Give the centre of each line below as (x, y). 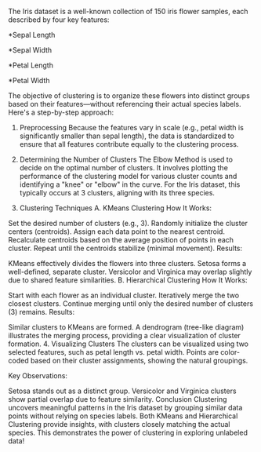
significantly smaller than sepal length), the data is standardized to (127, 136)
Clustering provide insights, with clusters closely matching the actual (119, 424)
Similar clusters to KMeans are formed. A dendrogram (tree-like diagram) (126, 327)
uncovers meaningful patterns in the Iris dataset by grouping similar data (125, 408)
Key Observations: (38, 375)
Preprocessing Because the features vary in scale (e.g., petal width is (132, 128)
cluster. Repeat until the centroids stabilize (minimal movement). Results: (125, 248)
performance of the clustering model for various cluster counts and (128, 176)
